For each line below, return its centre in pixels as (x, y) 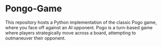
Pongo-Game (33, 9)
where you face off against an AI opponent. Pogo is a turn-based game (79, 27)
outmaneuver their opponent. (35, 38)
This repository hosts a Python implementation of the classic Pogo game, (81, 22)
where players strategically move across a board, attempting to (71, 33)
